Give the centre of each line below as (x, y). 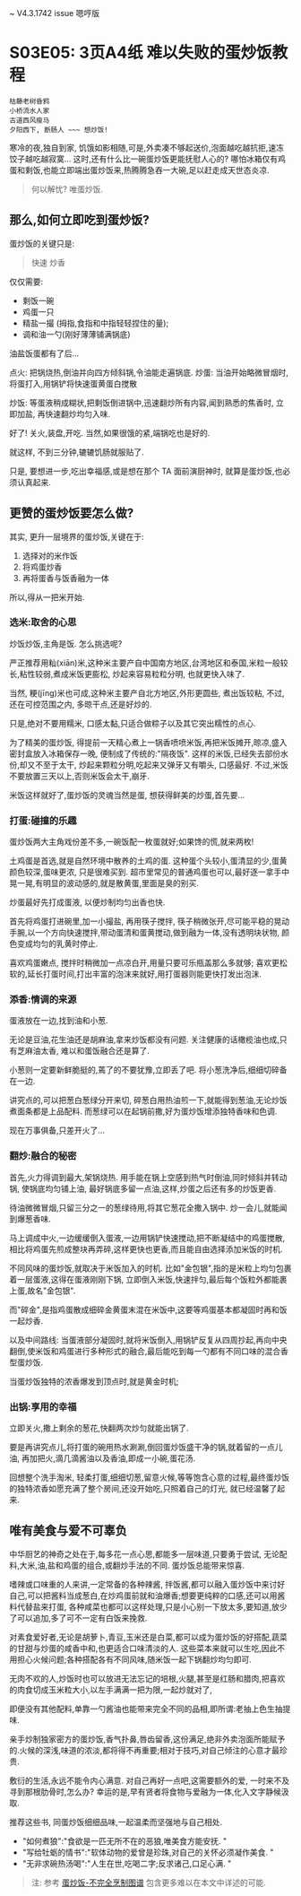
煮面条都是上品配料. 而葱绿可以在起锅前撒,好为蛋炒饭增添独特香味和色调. (143, 1111)
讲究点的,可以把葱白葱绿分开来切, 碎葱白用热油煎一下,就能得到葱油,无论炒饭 (149, 1100)
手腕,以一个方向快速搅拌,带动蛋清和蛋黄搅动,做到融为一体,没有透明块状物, (145, 933)
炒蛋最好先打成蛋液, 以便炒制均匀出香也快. (87, 902)
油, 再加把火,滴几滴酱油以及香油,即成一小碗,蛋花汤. (103, 1458)
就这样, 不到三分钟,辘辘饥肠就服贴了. (77, 452)
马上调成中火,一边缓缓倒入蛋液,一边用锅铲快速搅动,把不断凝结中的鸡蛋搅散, (147, 1238)
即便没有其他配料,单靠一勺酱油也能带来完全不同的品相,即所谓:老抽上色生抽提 (150, 1709)
